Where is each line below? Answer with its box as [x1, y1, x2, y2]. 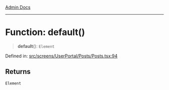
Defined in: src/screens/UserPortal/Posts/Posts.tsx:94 [5, 53, 118, 59]
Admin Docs [5, 5, 31, 10]
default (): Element [17, 43, 55, 49]
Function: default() [5, 27, 86, 38]
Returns [5, 67, 31, 76]
